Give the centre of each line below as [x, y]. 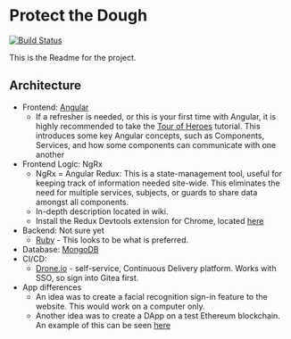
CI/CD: [34, 259]
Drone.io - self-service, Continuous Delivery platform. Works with [156, 268]
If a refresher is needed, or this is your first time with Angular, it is [156, 116]
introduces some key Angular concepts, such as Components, [150, 136]
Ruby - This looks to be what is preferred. [112, 240]
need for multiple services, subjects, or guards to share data [146, 192]
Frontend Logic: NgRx [62, 164]
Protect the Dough [79, 16]
